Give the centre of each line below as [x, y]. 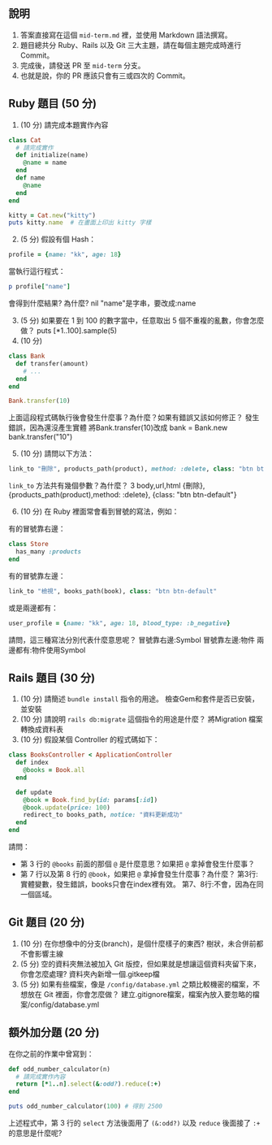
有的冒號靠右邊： [37, 529]
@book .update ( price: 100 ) [67, 807]
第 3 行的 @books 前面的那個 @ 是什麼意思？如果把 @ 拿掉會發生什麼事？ [138, 864]
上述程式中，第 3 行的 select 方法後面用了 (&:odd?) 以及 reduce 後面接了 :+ [134, 1123]
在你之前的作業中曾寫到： [51, 1053]
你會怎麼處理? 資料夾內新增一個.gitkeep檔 [90, 974]
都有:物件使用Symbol [50, 650]
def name [30, 178]
